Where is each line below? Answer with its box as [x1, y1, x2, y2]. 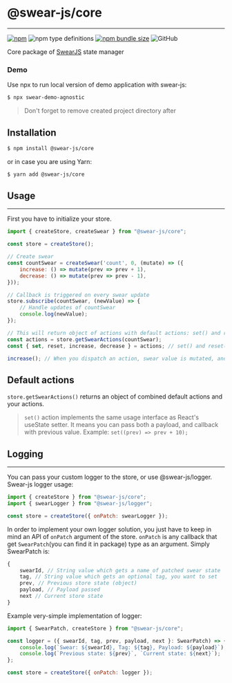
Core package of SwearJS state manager [7, 47, 124, 56]
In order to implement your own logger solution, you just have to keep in [7, 525, 212, 534]
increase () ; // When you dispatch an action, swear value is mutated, [7, 355, 215, 362]
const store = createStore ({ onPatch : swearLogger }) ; [7, 512, 168, 520]
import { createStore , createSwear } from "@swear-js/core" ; [7, 228, 187, 235]
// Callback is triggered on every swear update [7, 291, 150, 298]
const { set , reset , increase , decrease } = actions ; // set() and [7, 343, 206, 349]
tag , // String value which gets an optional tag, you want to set [19, 573, 217, 581]
